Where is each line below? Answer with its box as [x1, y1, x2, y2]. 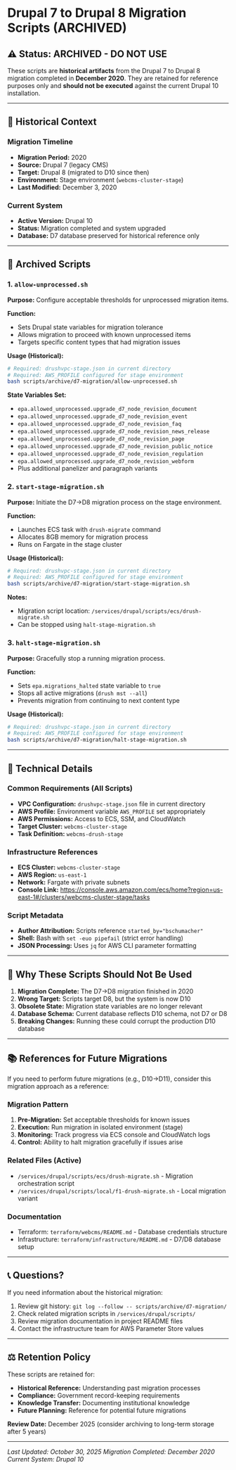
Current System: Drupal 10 [7, 1455, 84, 1463]
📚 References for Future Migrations [7, 1052, 168, 1064]
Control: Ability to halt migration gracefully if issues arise [17, 1138, 183, 1146]
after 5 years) [7, 1427, 47, 1436]
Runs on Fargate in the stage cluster [17, 540, 123, 548]
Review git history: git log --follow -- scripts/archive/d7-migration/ [17, 1302, 227, 1310]
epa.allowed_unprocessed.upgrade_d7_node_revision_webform [17, 458, 195, 465]
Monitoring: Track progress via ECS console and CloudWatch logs [17, 1131, 211, 1139]
